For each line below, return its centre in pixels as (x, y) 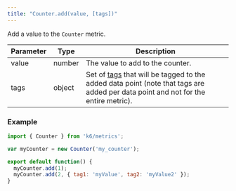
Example (22, 121)
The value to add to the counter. (139, 62)
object (64, 87)
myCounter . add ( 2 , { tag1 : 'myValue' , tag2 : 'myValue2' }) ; (102, 175)
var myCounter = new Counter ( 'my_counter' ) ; (73, 149)
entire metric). (109, 100)
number (66, 62)
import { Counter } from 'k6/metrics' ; (66, 136)
